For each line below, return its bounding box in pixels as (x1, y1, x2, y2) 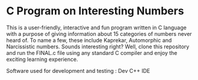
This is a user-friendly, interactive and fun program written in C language (6, 24, 187, 31)
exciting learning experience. (6, 56, 78, 63)
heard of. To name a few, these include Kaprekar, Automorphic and (6, 36, 172, 44)
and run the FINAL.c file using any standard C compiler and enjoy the (6, 49, 178, 56)
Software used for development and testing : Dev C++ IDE (6, 67, 150, 74)
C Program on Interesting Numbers (6, 4, 185, 18)
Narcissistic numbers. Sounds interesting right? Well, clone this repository (6, 43, 190, 50)
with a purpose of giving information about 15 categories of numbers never (6, 30, 193, 37)
